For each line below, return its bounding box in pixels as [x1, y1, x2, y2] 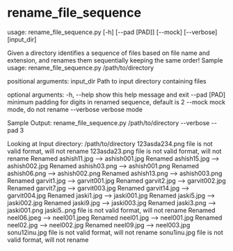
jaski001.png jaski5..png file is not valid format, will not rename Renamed [7, 206, 216, 214]
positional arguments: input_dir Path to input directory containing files [7, 76, 207, 85]
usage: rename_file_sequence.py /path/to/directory [7, 63, 154, 72]
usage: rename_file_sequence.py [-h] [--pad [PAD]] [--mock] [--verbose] [7, 28, 218, 36]
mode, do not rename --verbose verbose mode [7, 105, 143, 113]
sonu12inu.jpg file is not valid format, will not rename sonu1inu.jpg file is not [7, 228, 224, 236]
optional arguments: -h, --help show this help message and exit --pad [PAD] [7, 90, 226, 99]
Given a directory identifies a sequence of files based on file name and [7, 49, 210, 57]
